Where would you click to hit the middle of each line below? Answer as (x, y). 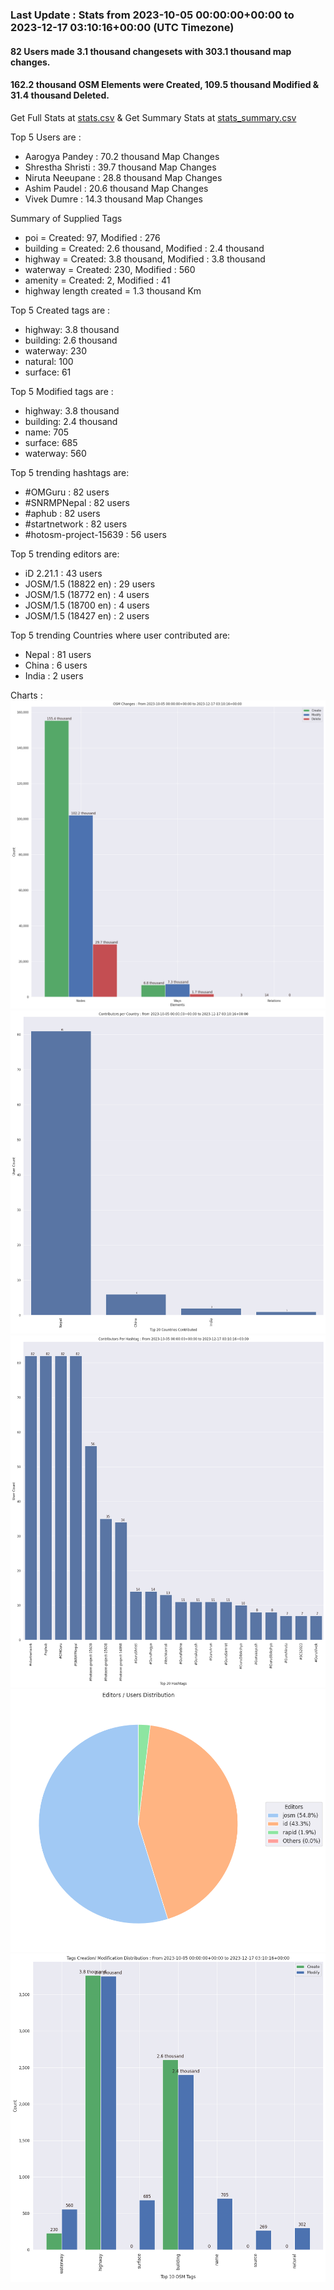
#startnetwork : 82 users (76, 524)
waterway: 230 (56, 350)
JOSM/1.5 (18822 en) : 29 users (90, 584)
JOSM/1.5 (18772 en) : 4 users (87, 594)
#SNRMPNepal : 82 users (77, 502)
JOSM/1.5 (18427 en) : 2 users (87, 615)
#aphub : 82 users (62, 513)
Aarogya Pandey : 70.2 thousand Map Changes (122, 156)
